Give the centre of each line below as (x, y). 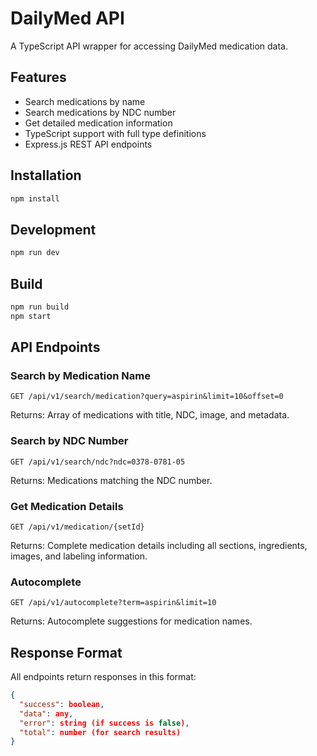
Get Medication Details (67, 506)
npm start (31, 316)
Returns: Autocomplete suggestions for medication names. (131, 621)
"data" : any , (46, 713)
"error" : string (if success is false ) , (104, 723)
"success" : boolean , (62, 704)
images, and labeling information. (79, 556)
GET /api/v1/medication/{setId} (77, 527)
